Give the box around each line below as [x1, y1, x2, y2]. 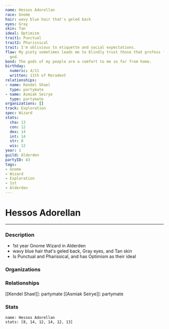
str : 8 [10, 139, 24, 144]
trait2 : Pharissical [5, 40, 49, 45]
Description [5, 231, 35, 238]
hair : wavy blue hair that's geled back [5, 17, 92, 22]
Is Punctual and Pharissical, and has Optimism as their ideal [12, 253, 136, 259]
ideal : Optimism [5, 31, 39, 36]
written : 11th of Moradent [10, 73, 66, 78]
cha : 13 [10, 119, 26, 125]
